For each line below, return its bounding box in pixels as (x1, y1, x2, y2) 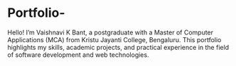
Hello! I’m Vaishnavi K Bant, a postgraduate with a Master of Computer (7, 28, 214, 37)
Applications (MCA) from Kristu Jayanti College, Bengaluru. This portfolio (7, 35, 222, 44)
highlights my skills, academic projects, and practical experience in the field (7, 43, 230, 51)
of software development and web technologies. (7, 51, 149, 59)
